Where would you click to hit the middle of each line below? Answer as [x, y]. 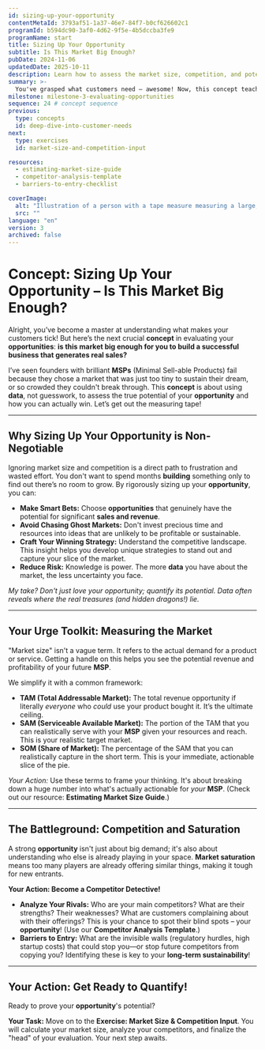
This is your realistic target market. [76, 739]
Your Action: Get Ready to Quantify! [98, 986]
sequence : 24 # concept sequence [63, 104]
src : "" [28, 213]
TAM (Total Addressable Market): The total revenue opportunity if [128, 697]
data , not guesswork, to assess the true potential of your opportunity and [129, 395]
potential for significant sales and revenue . [90, 516]
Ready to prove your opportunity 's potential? [82, 1006]
